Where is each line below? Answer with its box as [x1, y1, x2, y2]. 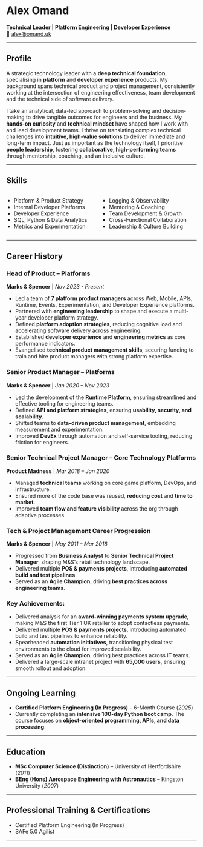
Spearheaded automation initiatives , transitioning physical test [14, 639, 173, 646]
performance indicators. [14, 340, 76, 347]
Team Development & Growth [109, 210, 182, 217]
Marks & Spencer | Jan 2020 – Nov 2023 [6, 381, 110, 389]
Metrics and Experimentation [14, 223, 86, 230]
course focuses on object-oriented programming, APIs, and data [14, 717, 179, 725]
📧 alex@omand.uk [6, 30, 51, 37]
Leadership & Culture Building [109, 223, 183, 230]
